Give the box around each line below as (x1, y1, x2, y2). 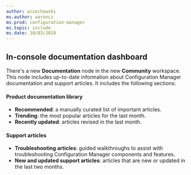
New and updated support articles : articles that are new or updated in (14, 157, 186, 164)
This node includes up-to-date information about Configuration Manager (6, 73, 182, 80)
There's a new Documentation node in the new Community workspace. (6, 67, 181, 74)
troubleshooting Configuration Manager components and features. (14, 151, 176, 158)
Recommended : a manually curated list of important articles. (14, 106, 162, 113)
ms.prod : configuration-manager (6, 19, 85, 25)
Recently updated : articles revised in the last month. (14, 118, 142, 125)
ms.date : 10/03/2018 (6, 30, 57, 36)
